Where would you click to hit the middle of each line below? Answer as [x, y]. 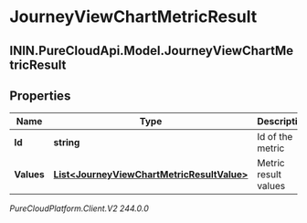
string [67, 143]
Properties [40, 96]
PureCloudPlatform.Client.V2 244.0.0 [79, 208]
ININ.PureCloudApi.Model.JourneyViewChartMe [152, 51]
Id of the [275, 137]
